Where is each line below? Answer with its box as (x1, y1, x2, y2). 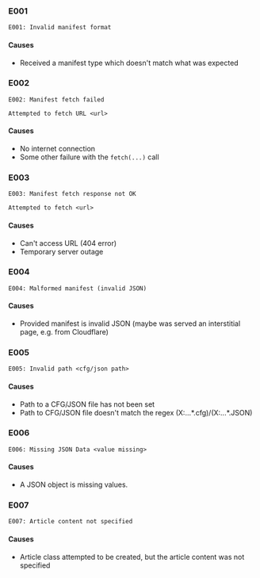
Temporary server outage (19, 247, 104, 256)
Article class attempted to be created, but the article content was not (19, 552, 245, 561)
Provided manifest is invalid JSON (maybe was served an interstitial (19, 319, 241, 328)
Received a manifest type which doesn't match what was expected (19, 58, 239, 67)
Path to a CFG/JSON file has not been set (19, 399, 155, 409)
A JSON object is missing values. (19, 480, 128, 489)
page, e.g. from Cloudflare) (19, 327, 109, 336)
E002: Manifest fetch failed (8, 95, 105, 104)
